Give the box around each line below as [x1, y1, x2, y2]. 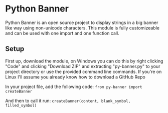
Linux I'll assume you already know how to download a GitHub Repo [5, 73, 145, 80]
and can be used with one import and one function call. [5, 30, 119, 36]
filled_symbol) [5, 103, 37, 108]
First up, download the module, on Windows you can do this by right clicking [5, 58, 163, 64]
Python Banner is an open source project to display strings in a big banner [5, 19, 158, 25]
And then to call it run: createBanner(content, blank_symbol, [5, 97, 131, 103]
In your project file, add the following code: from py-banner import [5, 83, 142, 89]
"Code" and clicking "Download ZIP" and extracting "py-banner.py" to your [5, 63, 160, 69]
